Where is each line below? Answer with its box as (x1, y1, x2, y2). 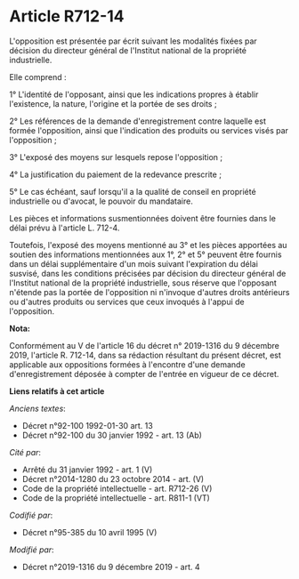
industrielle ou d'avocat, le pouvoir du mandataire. (9, 196, 193, 206)
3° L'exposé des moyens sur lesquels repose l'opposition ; (9, 151, 223, 162)
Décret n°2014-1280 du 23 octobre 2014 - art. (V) (21, 473, 205, 484)
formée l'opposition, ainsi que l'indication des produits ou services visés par (9, 125, 289, 135)
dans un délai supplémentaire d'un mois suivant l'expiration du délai (9, 258, 258, 269)
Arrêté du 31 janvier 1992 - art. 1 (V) (21, 464, 153, 475)
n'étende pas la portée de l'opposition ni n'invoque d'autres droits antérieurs (9, 286, 290, 297)
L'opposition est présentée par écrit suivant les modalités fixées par (9, 36, 258, 46)
